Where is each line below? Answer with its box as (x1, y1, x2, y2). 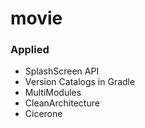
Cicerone (24, 108, 63, 120)
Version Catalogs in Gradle (24, 76, 136, 88)
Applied (10, 43, 50, 57)
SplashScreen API (24, 65, 100, 77)
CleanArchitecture (24, 97, 100, 109)
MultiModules (24, 87, 82, 99)
